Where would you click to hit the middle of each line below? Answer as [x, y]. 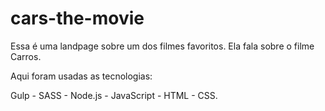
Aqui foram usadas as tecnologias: [81, 76]
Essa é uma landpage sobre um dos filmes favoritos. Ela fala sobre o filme [162, 46]
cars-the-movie [77, 18]
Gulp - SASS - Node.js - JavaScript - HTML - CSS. [114, 95]
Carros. [26, 56]
